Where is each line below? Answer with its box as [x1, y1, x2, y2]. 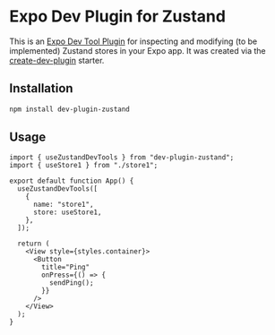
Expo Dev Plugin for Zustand [9, 6, 227, 27]
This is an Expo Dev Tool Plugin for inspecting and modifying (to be [9, 36, 258, 47]
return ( [17, 239, 50, 248]
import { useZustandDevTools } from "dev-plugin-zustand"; [9, 153, 235, 162]
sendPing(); [48, 279, 94, 288]
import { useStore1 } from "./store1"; [9, 161, 159, 170]
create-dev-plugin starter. [9, 55, 105, 65]
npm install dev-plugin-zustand [9, 105, 130, 114]
